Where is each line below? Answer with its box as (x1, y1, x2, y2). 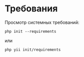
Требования (4, 3, 58, 14)
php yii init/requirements (4, 47, 61, 52)
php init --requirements (4, 29, 56, 34)
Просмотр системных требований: (4, 19, 79, 25)
